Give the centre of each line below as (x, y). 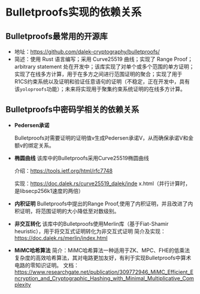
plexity (22, 284)
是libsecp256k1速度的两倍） (49, 191)
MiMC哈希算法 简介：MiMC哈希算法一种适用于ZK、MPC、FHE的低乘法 (102, 250)
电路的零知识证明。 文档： (46, 265)
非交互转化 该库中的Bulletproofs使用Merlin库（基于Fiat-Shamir (91, 223)
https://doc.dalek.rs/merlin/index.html (61, 238)
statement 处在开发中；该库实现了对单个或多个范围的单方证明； (116, 67)
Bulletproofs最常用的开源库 (57, 36)
